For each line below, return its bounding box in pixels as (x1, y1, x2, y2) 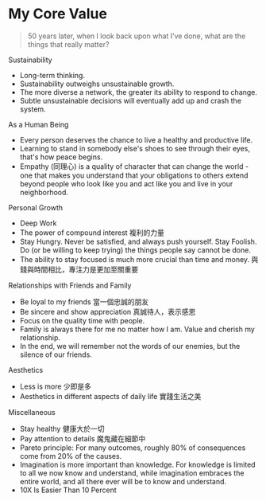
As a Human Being (8, 119, 69, 129)
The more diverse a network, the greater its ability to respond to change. (19, 87, 258, 96)
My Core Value (8, 5, 107, 23)
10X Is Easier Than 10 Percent (19, 485, 117, 495)
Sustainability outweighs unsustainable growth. (19, 79, 175, 88)
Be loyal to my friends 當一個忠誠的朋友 (19, 296, 149, 307)
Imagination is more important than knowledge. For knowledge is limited (19, 460, 256, 469)
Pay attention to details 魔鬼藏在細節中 (19, 433, 146, 443)
